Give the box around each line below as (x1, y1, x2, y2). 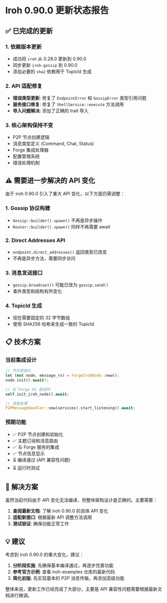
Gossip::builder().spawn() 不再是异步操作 (12, 217, 103, 223)
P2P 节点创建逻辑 (12, 134, 50, 140)
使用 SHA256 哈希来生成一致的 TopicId (12, 321, 94, 327)
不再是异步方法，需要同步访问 (12, 255, 75, 261)
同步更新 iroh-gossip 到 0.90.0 (12, 62, 78, 68)
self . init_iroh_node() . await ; (5, 391, 70, 397)
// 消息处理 (5, 401, 28, 406)
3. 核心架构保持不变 (5, 122, 53, 129)
